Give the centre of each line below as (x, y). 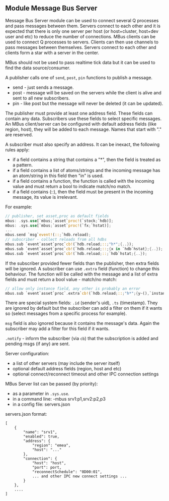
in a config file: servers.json (41, 404)
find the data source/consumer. (38, 68)
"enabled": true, (41, 437)
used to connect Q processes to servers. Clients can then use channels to (82, 42)
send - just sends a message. (43, 87)
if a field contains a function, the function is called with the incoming (83, 181)
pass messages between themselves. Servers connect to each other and (81, 47)
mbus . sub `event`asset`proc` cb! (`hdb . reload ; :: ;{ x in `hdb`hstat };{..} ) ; (84, 249)
